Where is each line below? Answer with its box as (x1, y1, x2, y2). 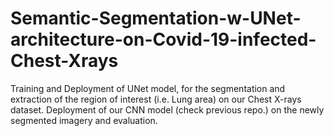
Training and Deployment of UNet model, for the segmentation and (10, 82, 286, 94)
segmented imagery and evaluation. (10, 114, 158, 126)
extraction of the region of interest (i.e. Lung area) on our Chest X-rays (10, 93, 302, 105)
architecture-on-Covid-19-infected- (10, 28, 317, 51)
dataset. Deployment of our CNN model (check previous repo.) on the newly (10, 103, 325, 116)
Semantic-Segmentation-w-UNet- (10, 7, 302, 30)
